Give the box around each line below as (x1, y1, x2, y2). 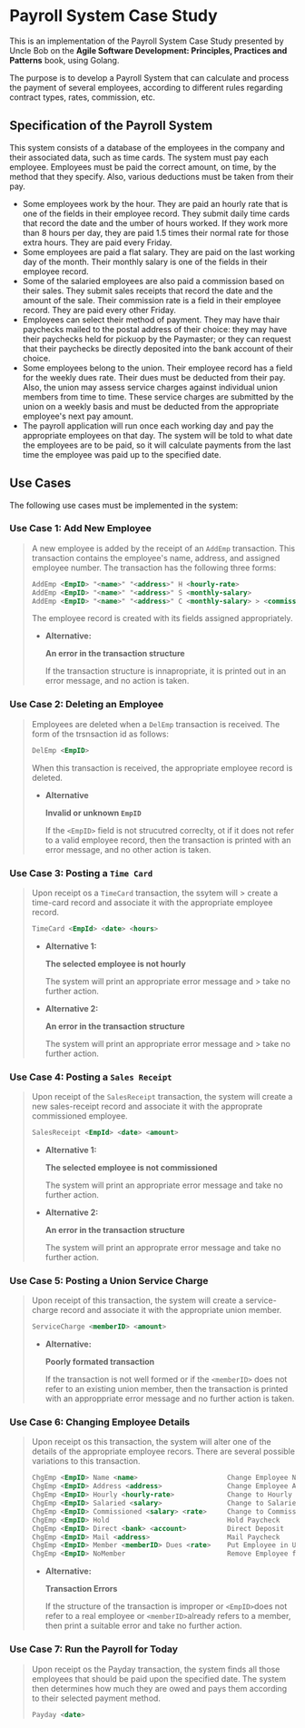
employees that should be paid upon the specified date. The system (31, 1673, 287, 1684)
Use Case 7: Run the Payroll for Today (9, 1643, 179, 1655)
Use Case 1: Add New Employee (9, 522, 152, 535)
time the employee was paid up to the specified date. (22, 449, 221, 459)
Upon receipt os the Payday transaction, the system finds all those (31, 1664, 280, 1674)
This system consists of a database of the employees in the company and (9, 142, 285, 153)
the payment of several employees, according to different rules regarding (9, 82, 283, 93)
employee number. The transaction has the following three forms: (31, 562, 277, 573)
